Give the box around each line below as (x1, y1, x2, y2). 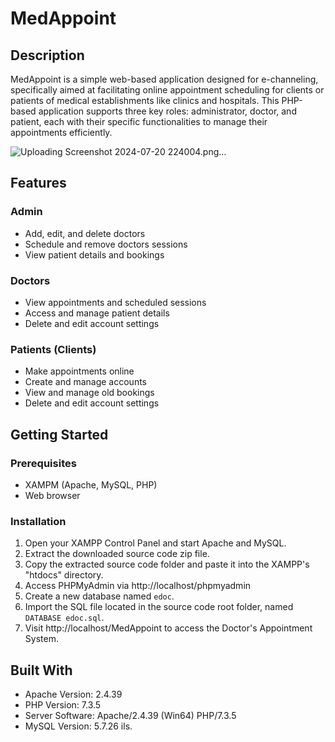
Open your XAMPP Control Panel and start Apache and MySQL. (24, 537, 287, 549)
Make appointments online (24, 365, 135, 377)
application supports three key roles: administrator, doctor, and (38, 105, 297, 117)
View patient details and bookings (24, 248, 165, 261)
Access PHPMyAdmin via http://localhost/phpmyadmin (24, 580, 252, 592)
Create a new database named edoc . (24, 590, 175, 602)
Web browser (24, 489, 81, 501)
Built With (10, 662, 73, 679)
